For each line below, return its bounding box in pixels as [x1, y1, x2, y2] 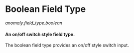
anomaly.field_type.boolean [5, 20, 63, 26]
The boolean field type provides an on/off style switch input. [5, 42, 130, 48]
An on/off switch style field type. [5, 31, 75, 37]
